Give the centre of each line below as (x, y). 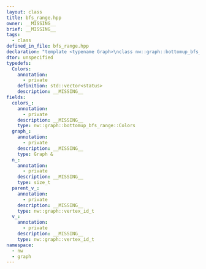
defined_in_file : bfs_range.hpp (48, 46)
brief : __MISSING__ (31, 29)
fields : (16, 97)
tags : (13, 35)
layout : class (25, 12)
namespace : (20, 245)
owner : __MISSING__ (31, 23)
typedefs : (19, 63)
